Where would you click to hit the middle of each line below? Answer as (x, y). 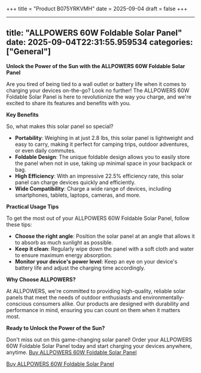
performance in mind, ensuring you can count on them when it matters (93, 310)
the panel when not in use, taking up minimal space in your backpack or (103, 163)
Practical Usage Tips (32, 206)
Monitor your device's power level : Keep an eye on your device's (96, 261)
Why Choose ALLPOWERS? (41, 279)
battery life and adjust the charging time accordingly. (80, 268)
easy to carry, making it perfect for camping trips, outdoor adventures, (102, 144)
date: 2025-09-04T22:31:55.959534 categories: (100, 42)
